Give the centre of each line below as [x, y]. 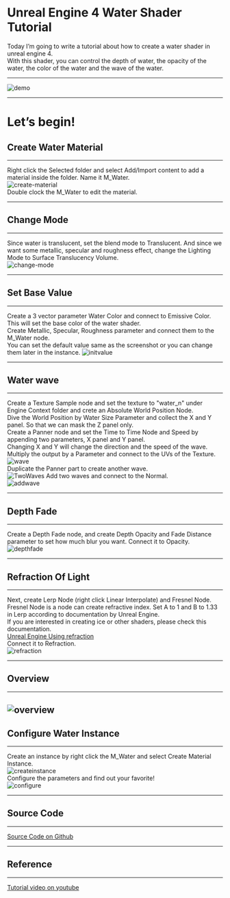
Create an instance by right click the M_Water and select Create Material [109, 757]
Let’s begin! [41, 122]
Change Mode [38, 220]
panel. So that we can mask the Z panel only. [71, 425]
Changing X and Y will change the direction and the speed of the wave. [107, 447]
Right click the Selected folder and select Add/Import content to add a [106, 170]
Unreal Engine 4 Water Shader [95, 13]
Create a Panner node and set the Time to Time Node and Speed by [103, 432]
